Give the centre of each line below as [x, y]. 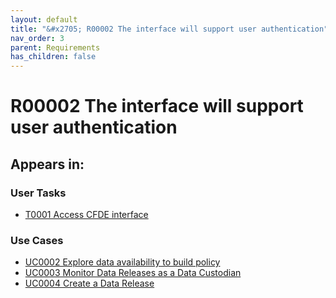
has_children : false [53, 57]
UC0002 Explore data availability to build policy [122, 262]
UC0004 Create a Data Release [89, 283]
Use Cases [37, 240]
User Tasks [38, 193]
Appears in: [47, 164]
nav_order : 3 [37, 38]
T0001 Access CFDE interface [86, 214]
